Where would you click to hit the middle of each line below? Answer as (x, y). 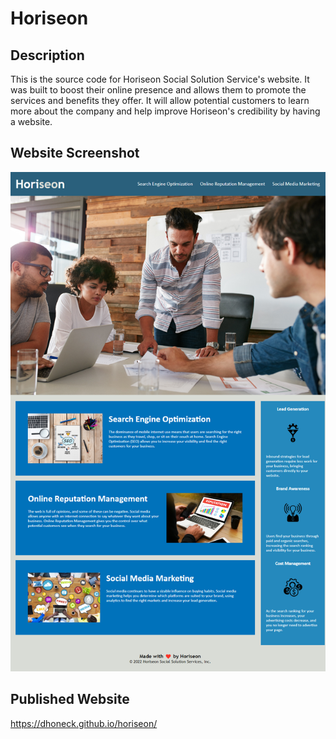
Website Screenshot (75, 153)
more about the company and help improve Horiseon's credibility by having (165, 111)
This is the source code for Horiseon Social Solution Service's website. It (160, 79)
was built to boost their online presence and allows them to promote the (158, 90)
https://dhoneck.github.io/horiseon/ (84, 723)
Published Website (70, 699)
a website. (31, 121)
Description (47, 55)
